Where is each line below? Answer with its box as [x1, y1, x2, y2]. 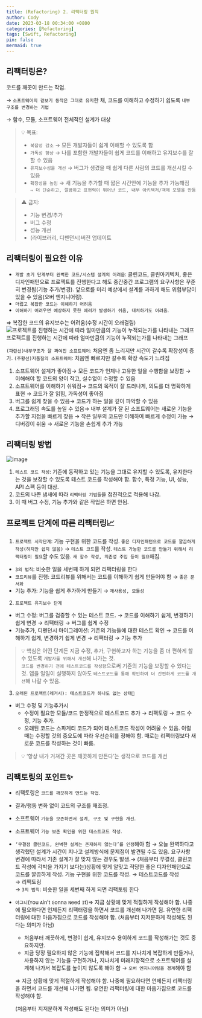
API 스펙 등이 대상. [14, 483, 59, 491]
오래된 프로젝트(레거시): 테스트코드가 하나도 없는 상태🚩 [14, 691, 134, 697]
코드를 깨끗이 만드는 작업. [6, 83, 66, 91]
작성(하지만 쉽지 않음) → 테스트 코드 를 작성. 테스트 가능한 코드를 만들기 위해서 [14, 545, 187, 553]
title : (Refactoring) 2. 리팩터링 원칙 [6, 8, 99, 15]
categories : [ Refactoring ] [6, 25, 74, 32]
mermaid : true [6, 43, 42, 49]
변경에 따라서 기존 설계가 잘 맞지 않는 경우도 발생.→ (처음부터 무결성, [14, 855, 177, 863]
